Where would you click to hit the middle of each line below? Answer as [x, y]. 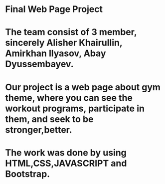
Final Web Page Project [54, 9]
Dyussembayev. [39, 64]
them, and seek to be [49, 119]
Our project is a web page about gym [83, 87]
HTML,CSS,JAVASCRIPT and [66, 163]
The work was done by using [66, 153]
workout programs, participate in [75, 108]
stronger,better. [39, 130]
